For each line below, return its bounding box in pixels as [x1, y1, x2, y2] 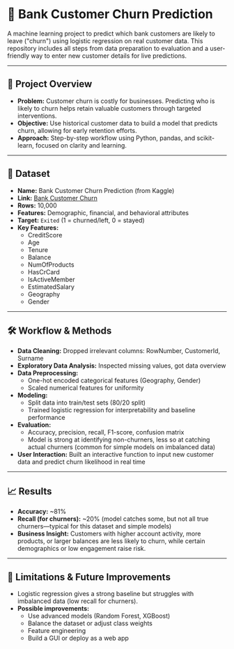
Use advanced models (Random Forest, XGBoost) [27, 612, 171, 620]
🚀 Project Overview [7, 78, 93, 90]
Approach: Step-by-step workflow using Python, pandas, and [17, 134, 196, 142]
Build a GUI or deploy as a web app [27, 634, 129, 642]
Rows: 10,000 [17, 201, 57, 210]
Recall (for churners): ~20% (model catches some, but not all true [17, 515, 209, 523]
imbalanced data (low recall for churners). [17, 597, 138, 605]
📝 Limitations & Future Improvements [7, 571, 171, 583]
